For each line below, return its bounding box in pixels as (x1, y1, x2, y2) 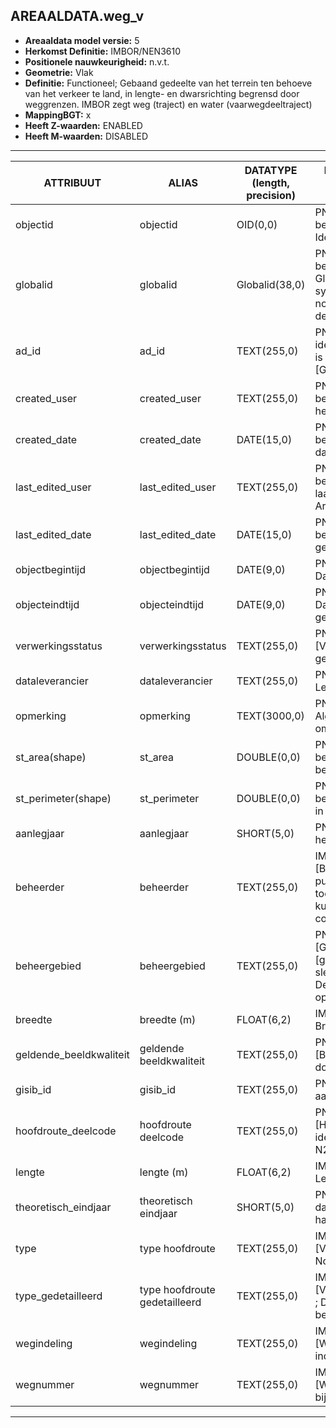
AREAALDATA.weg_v (10, 8, 144, 25)
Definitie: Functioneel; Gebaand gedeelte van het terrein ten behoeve (24, 77, 313, 89)
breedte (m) (139, 1012, 197, 1026)
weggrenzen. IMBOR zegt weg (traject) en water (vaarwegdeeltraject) (24, 98, 313, 110)
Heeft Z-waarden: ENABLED (24, 119, 143, 131)
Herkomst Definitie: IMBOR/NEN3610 (24, 45, 181, 57)
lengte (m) (139, 1165, 189, 1179)
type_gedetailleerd (15, 1289, 103, 1303)
